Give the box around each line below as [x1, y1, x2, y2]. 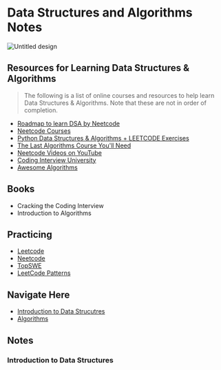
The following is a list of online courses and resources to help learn [23, 91, 215, 99]
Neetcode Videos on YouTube [17, 148, 102, 156]
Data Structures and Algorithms [7, 5, 193, 21]
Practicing [7, 229, 53, 240]
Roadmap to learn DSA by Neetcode [17, 119, 120, 127]
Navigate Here [7, 289, 70, 300]
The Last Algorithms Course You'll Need [17, 141, 131, 150]
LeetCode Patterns [17, 269, 71, 277]
